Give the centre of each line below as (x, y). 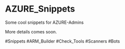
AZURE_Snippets (40, 9)
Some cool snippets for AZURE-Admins (45, 22)
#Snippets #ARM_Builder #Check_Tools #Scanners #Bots (62, 41)
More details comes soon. (31, 32)
